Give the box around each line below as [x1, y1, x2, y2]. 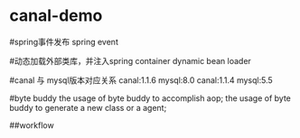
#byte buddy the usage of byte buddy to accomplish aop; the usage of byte [9, 92, 292, 104]
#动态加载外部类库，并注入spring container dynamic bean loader [9, 55, 251, 66]
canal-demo [9, 5, 103, 26]
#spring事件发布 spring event [9, 36, 119, 47]
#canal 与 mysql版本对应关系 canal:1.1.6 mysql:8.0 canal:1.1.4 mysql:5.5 [9, 74, 273, 86]
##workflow [9, 119, 54, 131]
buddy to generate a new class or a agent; [9, 102, 167, 113]
